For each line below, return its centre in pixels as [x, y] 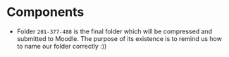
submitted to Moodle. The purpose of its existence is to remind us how [119, 38]
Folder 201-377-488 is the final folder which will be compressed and [114, 31]
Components [45, 12]
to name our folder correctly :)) [62, 46]
